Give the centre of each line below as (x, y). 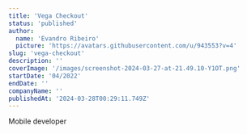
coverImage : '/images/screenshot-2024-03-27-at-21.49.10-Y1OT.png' (125, 69)
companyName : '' (36, 91)
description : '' (36, 61)
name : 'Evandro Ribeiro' (57, 38)
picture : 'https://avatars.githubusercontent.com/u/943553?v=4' (126, 46)
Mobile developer (38, 121)
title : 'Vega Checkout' (49, 16)
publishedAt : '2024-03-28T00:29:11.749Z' (79, 98)
